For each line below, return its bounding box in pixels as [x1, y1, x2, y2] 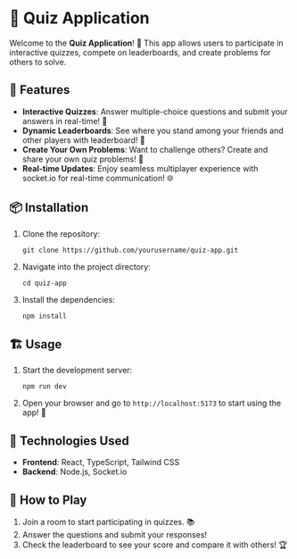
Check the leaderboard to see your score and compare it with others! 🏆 [21, 539, 288, 550]
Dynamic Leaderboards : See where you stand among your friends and [21, 125, 284, 136]
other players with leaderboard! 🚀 [21, 134, 145, 146]
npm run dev [21, 382, 67, 391]
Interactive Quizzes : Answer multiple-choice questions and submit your [21, 106, 288, 117]
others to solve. [9, 56, 67, 67]
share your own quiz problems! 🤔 [21, 154, 144, 164]
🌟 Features [9, 82, 70, 97]
